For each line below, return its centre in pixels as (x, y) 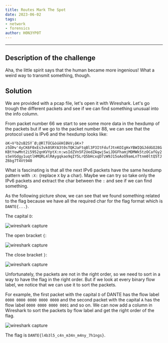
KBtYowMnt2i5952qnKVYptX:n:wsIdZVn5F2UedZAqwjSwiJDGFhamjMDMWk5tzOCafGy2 (84, 152)
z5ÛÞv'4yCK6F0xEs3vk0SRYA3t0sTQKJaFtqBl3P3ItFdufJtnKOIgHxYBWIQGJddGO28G (84, 147)
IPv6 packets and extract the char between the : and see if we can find (79, 180)
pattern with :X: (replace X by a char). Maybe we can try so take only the (80, 175)
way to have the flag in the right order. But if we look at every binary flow (80, 279)
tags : (11, 19)
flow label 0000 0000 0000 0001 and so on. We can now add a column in (79, 305)
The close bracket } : (26, 254)
